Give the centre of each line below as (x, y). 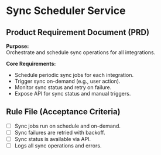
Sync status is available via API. (53, 139)
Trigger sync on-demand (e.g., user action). (67, 81)
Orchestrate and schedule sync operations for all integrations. (81, 52)
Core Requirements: (31, 64)
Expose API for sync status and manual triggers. (73, 94)
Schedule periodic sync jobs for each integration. (74, 75)
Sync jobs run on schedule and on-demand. (68, 126)
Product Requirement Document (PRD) (78, 32)
